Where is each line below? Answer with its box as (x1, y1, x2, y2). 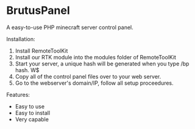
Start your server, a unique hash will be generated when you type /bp (15, 60, 190, 67)
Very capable (15, 116, 49, 123)
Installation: (6, 35, 35, 42)
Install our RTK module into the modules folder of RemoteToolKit (15, 53, 177, 61)
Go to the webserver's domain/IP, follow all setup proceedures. (15, 79, 174, 87)
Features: (6, 91, 30, 98)
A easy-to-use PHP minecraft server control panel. (6, 24, 134, 31)
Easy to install (15, 109, 51, 116)
